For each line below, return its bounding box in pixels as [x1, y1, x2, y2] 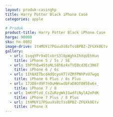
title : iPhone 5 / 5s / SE [14, 58, 70, 63]
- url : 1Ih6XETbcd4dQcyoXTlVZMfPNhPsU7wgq [9, 72, 99, 77]
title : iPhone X [14, 104, 48, 110]
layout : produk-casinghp [5, 7, 57, 12]
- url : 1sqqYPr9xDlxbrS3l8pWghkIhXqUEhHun [9, 53, 99, 58]
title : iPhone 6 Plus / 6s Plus [14, 77, 81, 82]
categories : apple [5, 16, 43, 21]
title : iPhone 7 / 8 [14, 86, 57, 91]
